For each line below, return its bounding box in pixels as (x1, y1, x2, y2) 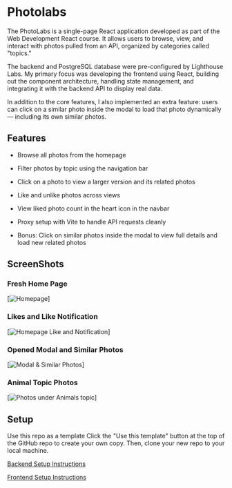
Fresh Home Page (7, 279, 68, 289)
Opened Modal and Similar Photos (7, 344, 124, 354)
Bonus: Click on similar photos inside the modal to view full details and (17, 231, 217, 239)
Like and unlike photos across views (17, 191, 121, 199)
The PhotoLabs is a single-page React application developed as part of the (7, 27, 220, 35)
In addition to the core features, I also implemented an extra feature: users (7, 97, 218, 106)
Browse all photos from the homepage (17, 150, 126, 159)
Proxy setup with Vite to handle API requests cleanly (17, 217, 166, 226)
